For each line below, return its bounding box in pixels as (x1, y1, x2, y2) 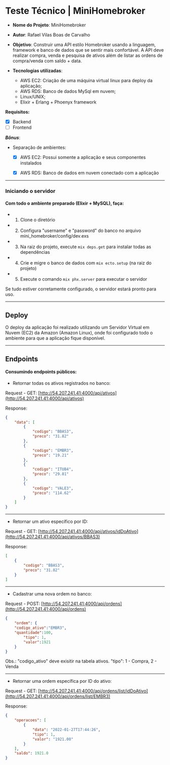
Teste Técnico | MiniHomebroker (5, 5, 146, 17)
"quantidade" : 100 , (14, 630, 53, 636)
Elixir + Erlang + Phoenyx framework (20, 99, 97, 105)
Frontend (12, 124, 32, 130)
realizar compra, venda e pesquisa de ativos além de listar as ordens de (12, 52, 163, 58)
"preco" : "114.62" (32, 490, 71, 495)
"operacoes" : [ (14, 718, 47, 723)
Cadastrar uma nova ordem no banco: (12, 591, 92, 597)
